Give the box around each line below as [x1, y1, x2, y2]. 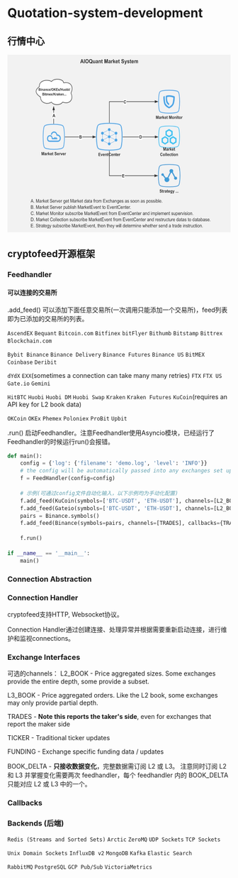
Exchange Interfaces [7, 652, 81, 662]
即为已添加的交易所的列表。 [7, 314, 89, 323]
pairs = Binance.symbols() [20, 512, 100, 519]
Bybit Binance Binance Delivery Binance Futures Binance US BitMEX [7, 351, 205, 358]
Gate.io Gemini [7, 380, 51, 387]
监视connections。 [19, 634, 75, 642]
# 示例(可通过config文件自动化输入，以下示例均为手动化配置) [20, 489, 178, 497]
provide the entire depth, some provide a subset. [7, 677, 150, 686]
